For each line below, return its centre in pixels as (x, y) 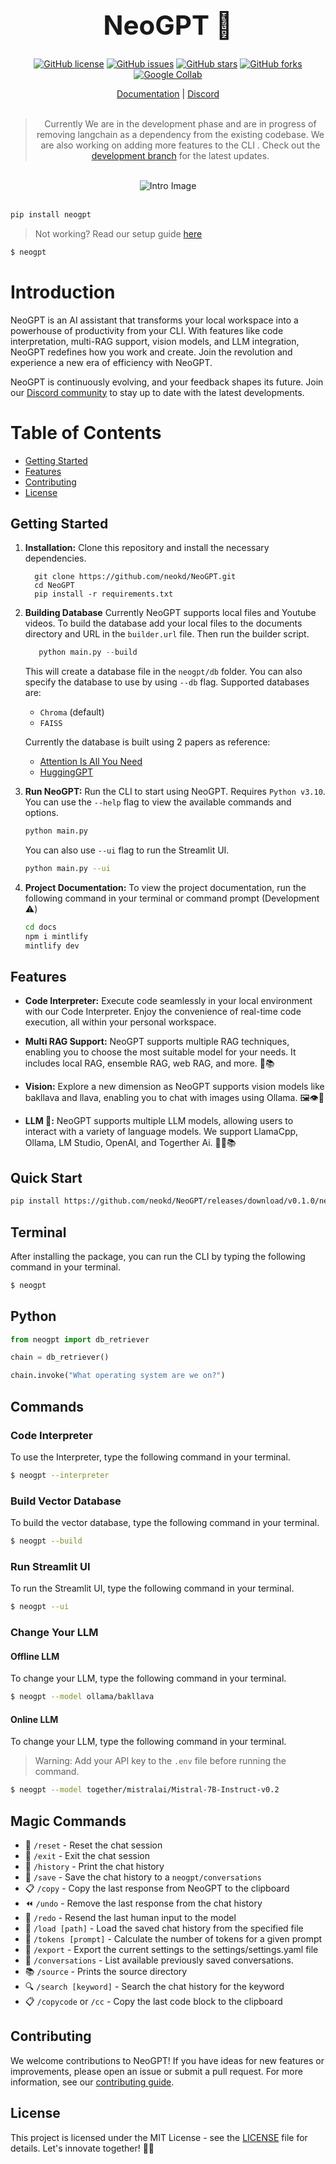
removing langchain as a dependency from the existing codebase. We (180, 134)
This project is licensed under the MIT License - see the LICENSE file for (159, 2137)
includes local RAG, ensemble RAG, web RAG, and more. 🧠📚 (149, 1063)
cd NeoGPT (54, 586)
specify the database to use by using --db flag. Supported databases (167, 682)
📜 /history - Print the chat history (94, 1867)
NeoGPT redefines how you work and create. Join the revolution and (151, 352)
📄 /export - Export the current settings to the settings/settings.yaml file (171, 1950)
